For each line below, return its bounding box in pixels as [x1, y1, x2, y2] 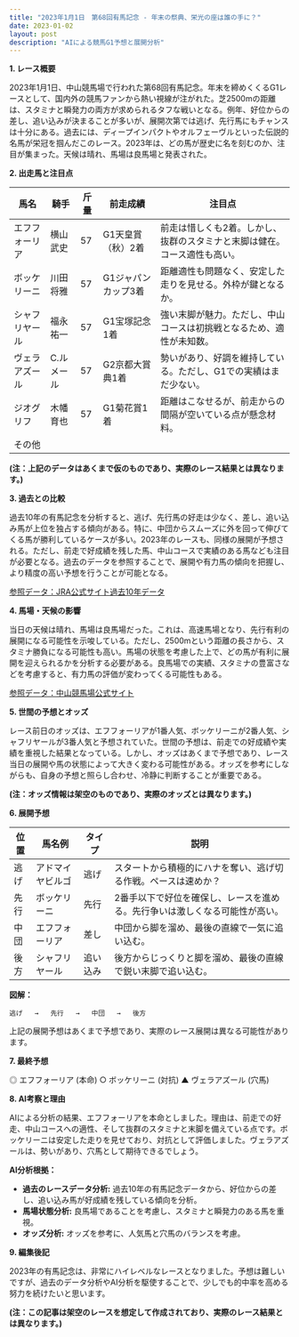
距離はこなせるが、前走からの [159, 395, 286, 407]
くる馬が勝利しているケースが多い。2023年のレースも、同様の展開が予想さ [9, 535, 285, 545]
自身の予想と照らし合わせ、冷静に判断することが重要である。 [39, 770, 267, 781]
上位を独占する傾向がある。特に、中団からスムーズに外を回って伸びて [32, 523, 289, 534]
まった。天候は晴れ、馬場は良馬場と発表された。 [32, 149, 212, 160]
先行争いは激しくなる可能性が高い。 [132, 905, 284, 917]
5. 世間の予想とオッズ [9, 706, 89, 717]
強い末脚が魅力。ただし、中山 [159, 309, 286, 321]
